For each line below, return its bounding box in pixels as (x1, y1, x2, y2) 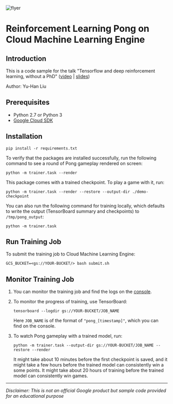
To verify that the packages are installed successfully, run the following (6, 155, 157, 161)
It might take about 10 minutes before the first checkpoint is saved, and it (13, 356, 168, 362)
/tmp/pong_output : (6, 213, 44, 219)
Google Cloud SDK (13, 117, 53, 123)
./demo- (132, 189, 148, 194)
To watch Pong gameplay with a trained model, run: (13, 333, 123, 339)
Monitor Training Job (6, 275, 74, 284)
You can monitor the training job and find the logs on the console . (13, 288, 152, 295)
